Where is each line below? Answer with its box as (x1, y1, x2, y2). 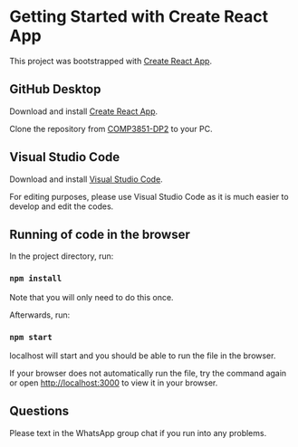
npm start (9, 332, 53, 342)
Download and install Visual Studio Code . (9, 174, 163, 185)
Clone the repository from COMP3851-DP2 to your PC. (9, 123, 213, 134)
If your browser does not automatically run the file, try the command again (9, 367, 287, 378)
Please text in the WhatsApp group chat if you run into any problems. (9, 427, 267, 438)
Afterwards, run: (9, 309, 71, 320)
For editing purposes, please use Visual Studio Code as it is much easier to (9, 191, 289, 202)
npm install (9, 273, 62, 284)
